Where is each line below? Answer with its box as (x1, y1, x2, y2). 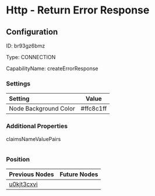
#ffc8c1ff (80, 105, 107, 113)
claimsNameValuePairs (6, 135, 61, 142)
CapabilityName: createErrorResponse (6, 65, 98, 72)
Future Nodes (59, 170, 98, 178)
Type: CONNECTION (6, 54, 56, 60)
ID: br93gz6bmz (6, 42, 45, 49)
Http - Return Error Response (6, 4, 150, 17)
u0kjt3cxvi (9, 180, 38, 188)
